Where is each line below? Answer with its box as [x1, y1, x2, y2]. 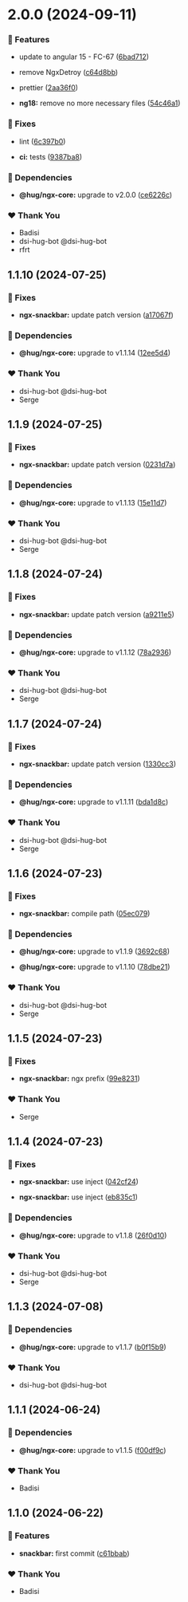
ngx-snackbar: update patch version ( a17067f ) [18, 310, 174, 320]
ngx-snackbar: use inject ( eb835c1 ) [18, 1192, 139, 1202]
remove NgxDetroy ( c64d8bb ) [18, 68, 119, 77]
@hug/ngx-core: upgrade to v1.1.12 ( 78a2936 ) [18, 647, 172, 657]
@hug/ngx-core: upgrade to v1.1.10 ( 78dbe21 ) [18, 962, 170, 972]
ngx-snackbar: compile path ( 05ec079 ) [18, 909, 151, 919]
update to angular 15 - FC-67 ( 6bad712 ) [18, 52, 149, 61]
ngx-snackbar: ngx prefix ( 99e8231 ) [18, 1074, 140, 1084]
